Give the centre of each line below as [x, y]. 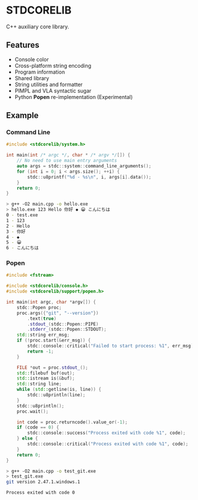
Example [22, 116]
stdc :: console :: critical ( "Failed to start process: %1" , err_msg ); [112, 346]
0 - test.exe [22, 215]
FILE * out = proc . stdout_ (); [52, 367]
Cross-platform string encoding [53, 65]
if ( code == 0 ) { [38, 427]
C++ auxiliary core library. [38, 27]
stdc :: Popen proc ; [39, 307]
